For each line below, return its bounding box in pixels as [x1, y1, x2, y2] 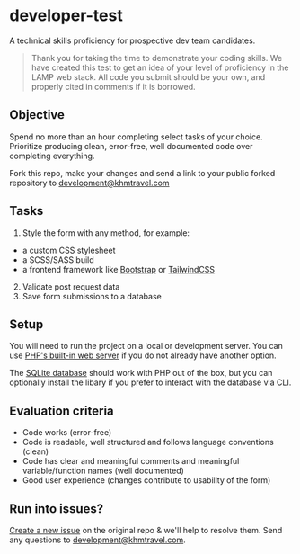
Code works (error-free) [22, 427, 112, 438]
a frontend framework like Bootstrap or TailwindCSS [22, 264, 216, 274]
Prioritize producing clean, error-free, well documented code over [9, 140, 253, 151]
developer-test [9, 5, 123, 26]
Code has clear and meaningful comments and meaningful [22, 456, 240, 467]
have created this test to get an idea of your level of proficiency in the [31, 62, 289, 73]
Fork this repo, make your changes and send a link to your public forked [9, 167, 276, 178]
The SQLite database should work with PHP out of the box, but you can [9, 368, 273, 379]
